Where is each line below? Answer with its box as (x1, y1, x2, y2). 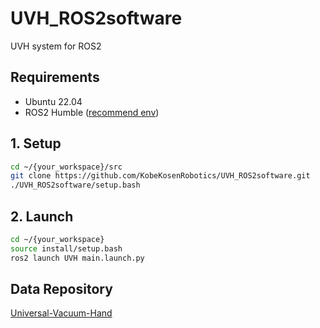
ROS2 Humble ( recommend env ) (24, 106, 160, 118)
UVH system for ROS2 (10, 40, 102, 52)
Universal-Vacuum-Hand (10, 307, 113, 319)
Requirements (10, 69, 100, 86)
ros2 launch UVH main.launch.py (10, 253, 145, 263)
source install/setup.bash (10, 243, 123, 254)
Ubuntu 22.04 (24, 95, 83, 107)
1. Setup (10, 135, 62, 152)
